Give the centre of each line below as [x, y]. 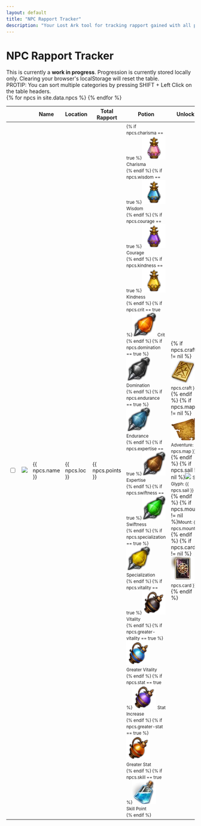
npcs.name [46, 471]
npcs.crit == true [144, 310]
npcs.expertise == [145, 449]
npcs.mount [183, 528]
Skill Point [136, 809]
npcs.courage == [144, 222]
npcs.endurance [143, 399]
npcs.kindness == [145, 266]
